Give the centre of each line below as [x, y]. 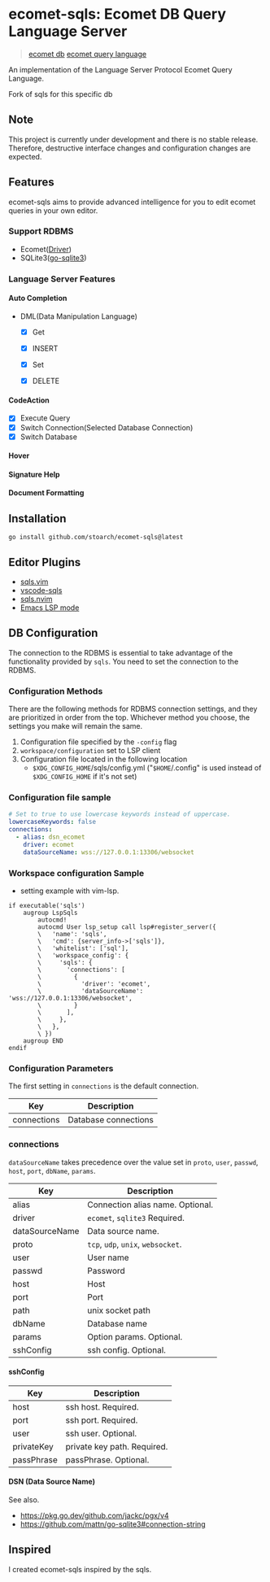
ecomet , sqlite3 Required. [136, 1218]
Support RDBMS [41, 231]
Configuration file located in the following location [104, 759]
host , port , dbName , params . [52, 1170]
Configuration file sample [60, 798]
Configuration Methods [56, 691]
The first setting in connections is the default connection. [104, 1086]
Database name [118, 1323]
